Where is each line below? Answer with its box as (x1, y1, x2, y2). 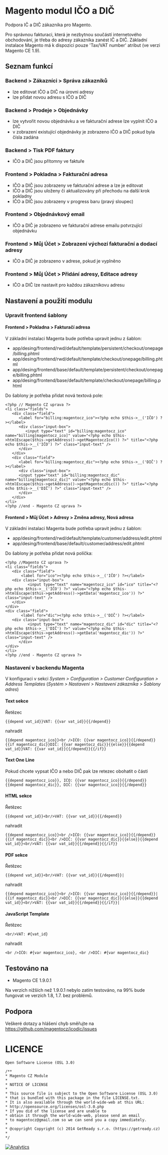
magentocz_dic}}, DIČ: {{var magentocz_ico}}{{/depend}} (25, 782, 147, 787)
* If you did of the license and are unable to (5, 1109, 107, 1114)
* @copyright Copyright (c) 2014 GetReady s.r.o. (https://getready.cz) (5, 1126, 160, 1131)
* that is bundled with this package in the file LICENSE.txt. (5, 1096, 140, 1101)
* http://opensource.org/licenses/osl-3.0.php (5, 1104, 104, 1109)
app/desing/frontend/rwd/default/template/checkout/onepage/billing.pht (12, 356, 163, 362)
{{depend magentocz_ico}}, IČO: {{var (5, 778, 86, 783)
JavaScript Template (5, 911, 50, 917)
